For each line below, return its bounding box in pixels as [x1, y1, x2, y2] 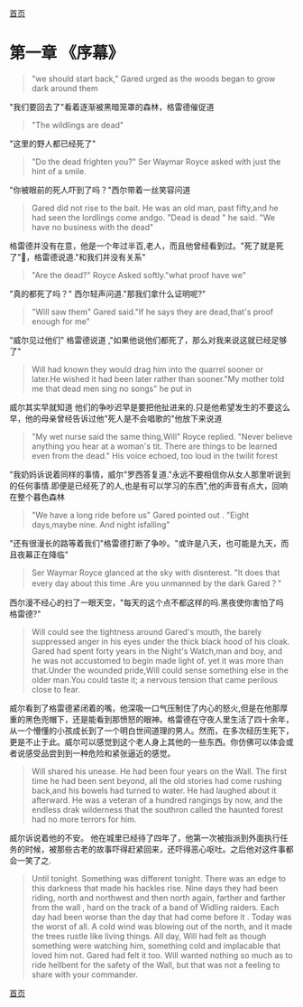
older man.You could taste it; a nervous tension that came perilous [31, 674, 278, 685]
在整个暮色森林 [9, 491, 65, 502]
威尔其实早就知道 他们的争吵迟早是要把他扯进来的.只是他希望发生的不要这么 [9, 401, 290, 413]
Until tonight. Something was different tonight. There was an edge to [31, 872, 287, 883]
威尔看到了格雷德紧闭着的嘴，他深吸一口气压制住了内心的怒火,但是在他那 [9, 703, 281, 713]
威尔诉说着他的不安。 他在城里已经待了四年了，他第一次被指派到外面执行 [9, 832, 280, 843]
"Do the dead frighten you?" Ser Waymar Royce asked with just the [31, 156, 281, 167]
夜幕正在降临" [16, 549, 69, 560]
